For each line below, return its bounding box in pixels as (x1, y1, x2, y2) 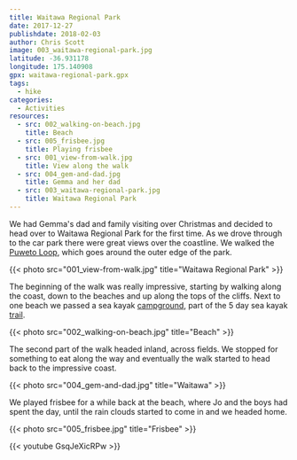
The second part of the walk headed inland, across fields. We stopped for (9, 343, 278, 355)
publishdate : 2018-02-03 (9, 29, 101, 38)
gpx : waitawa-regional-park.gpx (9, 71, 129, 80)
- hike (17, 87, 42, 96)
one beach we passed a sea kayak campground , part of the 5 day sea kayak (9, 300, 288, 310)
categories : (9, 95, 53, 105)
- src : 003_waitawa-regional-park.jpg (17, 186, 161, 195)
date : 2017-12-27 (9, 21, 74, 30)
